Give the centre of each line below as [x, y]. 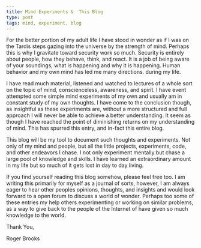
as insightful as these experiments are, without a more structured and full [97, 109]
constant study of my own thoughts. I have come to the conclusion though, [99, 103]
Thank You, [20, 227]
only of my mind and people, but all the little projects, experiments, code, [96, 146]
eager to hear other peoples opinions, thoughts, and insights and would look [100, 190]
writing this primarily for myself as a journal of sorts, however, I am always [98, 183]
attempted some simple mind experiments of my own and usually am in [94, 96]
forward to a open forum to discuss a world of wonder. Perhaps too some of [100, 196]
